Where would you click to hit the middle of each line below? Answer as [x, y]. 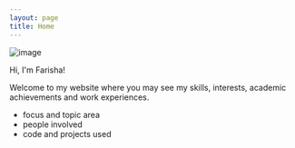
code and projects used [67, 133]
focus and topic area [61, 114]
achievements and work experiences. [79, 97]
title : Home [32, 26]
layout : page [34, 18]
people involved [53, 124]
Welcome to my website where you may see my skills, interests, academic [148, 87]
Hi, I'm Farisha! [38, 70]
